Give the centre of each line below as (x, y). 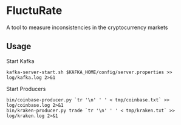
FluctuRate (34, 11)
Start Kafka (20, 61)
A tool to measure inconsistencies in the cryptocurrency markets (87, 27)
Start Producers (26, 89)
